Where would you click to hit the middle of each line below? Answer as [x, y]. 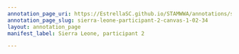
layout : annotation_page [44, 27]
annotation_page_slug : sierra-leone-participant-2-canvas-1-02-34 [108, 20]
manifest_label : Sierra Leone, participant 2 [76, 33]
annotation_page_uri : [39, 14]
